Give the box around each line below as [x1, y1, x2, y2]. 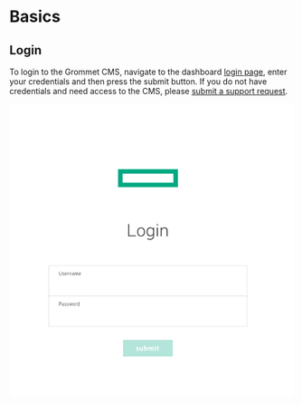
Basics [9, 6, 61, 27]
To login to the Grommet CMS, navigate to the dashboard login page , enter [9, 66, 288, 77]
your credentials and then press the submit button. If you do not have [9, 76, 268, 87]
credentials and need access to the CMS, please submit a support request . [9, 86, 288, 96]
